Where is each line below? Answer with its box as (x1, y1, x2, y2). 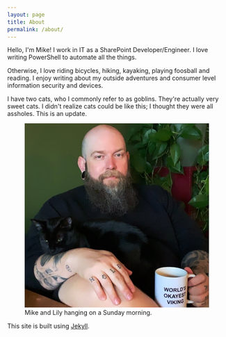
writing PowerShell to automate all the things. (7, 53, 137, 62)
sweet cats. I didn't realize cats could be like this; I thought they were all (7, 102, 213, 110)
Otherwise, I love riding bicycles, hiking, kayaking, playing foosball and (7, 67, 210, 75)
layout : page (7, 11, 45, 18)
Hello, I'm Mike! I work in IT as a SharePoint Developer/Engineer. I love (7, 46, 209, 54)
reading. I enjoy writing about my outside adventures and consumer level (7, 74, 216, 83)
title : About (7, 18, 45, 26)
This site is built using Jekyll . (7, 322, 90, 330)
